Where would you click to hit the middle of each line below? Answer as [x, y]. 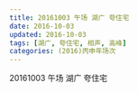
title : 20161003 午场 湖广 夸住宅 [69, 18]
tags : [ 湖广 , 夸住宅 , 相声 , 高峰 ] [68, 43]
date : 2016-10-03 [42, 26]
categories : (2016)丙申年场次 [63, 51]
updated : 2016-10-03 [48, 34]
